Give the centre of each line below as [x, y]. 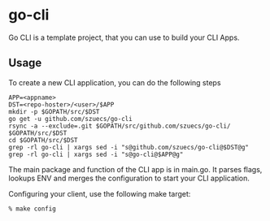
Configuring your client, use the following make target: [100, 193]
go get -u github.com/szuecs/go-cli [70, 119]
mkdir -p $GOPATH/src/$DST [54, 111]
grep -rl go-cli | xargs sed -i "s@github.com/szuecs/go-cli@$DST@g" [129, 147]
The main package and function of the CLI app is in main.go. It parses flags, [135, 169]
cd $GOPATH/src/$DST [44, 140]
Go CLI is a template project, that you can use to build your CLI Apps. [124, 37]
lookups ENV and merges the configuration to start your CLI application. [129, 178]
